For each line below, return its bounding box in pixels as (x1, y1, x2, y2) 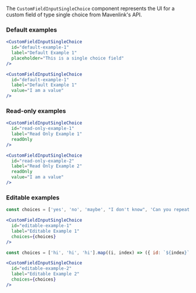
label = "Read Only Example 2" (11, 163, 82, 169)
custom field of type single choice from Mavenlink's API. (6, 11, 142, 18)
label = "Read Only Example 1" (11, 131, 82, 137)
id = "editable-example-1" (11, 223, 72, 229)
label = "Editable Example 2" (11, 271, 80, 277)
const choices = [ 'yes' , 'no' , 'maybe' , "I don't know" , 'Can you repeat (6, 207, 190, 213)
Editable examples (6, 193, 60, 201)
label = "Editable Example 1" (11, 228, 80, 234)
